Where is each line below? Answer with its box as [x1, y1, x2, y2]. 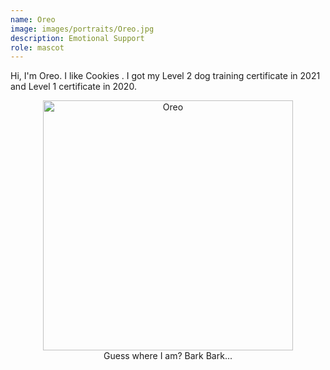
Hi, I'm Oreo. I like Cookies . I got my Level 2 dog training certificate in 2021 [10, 70, 321, 82]
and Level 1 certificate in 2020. [10, 81, 137, 93]
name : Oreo [10, 14, 56, 25]
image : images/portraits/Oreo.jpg [10, 24, 155, 34]
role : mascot [10, 42, 65, 53]
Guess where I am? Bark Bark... [103, 350, 233, 362]
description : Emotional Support [10, 33, 145, 43]
